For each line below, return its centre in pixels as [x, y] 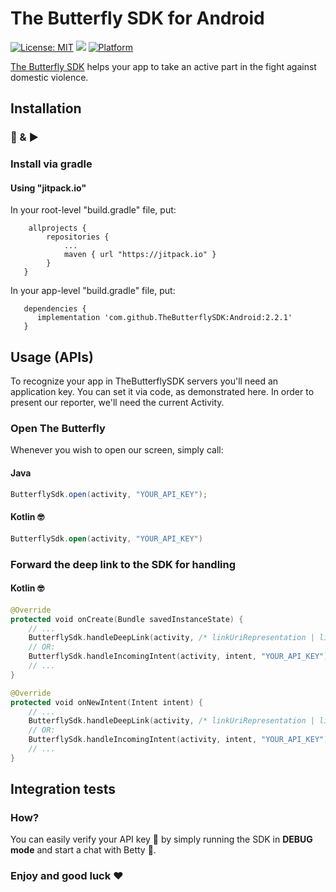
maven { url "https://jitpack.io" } [140, 255]
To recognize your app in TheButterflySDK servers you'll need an [144, 381]
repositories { [78, 237]
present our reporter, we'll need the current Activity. [117, 403]
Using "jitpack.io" [48, 188]
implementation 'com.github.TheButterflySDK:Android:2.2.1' [164, 318]
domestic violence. [49, 77]
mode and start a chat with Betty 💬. [83, 850]
